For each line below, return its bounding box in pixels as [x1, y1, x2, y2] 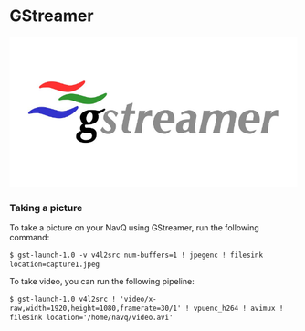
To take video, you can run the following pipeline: [9, 276, 195, 287]
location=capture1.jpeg [9, 260, 100, 270]
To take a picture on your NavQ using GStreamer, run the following [9, 222, 260, 233]
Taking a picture [9, 201, 83, 214]
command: [9, 232, 50, 243]
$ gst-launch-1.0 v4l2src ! [9, 294, 117, 304]
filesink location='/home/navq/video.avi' [9, 313, 174, 323]
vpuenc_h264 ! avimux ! [193, 304, 284, 314]
